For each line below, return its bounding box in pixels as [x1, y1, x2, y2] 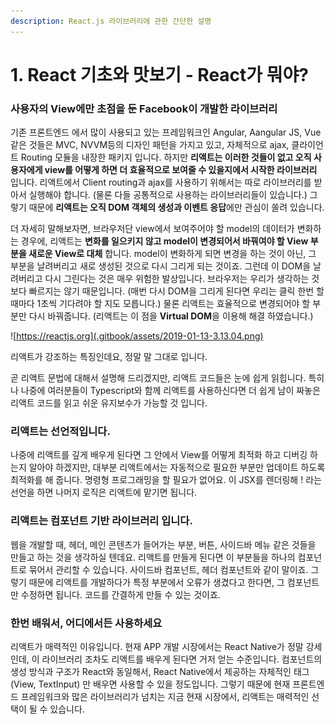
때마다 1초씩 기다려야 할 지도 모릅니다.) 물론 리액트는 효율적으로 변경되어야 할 [10, 298, 311, 310]
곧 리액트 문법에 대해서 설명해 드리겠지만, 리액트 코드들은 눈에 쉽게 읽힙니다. [10, 372, 307, 384]
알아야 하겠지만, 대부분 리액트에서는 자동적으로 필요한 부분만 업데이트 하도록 [28, 461, 326, 474]
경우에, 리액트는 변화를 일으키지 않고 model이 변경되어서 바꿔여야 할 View [20, 235, 309, 247]
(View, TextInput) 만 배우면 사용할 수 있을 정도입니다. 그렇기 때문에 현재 [10, 678, 291, 690]
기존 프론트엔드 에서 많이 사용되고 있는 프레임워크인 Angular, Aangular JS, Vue [10, 126, 322, 139]
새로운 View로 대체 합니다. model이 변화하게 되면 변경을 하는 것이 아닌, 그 [28, 248, 317, 260]
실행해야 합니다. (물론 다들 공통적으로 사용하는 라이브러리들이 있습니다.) [28, 189, 308, 201]
